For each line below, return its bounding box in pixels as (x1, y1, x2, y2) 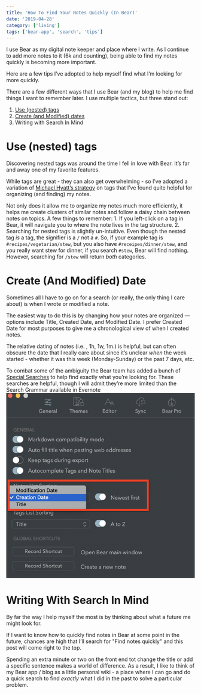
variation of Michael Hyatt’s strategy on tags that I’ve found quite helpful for (6, 184, 193, 191)
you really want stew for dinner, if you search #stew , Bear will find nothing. (6, 247, 189, 254)
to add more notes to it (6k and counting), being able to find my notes (6, 52, 178, 59)
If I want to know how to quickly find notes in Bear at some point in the (6, 631, 180, 638)
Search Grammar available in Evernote (6, 386, 101, 393)
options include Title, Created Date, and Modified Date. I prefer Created (6, 319, 182, 326)
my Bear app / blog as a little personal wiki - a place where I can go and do (6, 668, 191, 675)
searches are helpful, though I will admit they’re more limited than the (6, 380, 177, 387)
